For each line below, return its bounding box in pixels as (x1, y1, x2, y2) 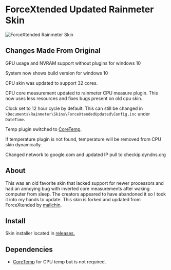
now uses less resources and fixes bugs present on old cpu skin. (5, 95, 143, 101)
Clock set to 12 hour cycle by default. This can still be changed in (5, 105, 143, 111)
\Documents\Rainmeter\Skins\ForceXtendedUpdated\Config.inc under (5, 110, 150, 117)
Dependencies (5, 245, 53, 254)
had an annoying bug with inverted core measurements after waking (5, 185, 150, 191)
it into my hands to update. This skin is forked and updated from (5, 196, 141, 202)
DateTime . (5, 116, 26, 122)
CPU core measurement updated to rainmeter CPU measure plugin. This (5, 90, 158, 96)
